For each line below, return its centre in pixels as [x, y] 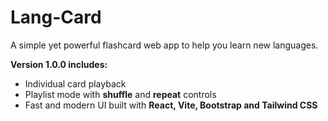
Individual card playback [75, 83]
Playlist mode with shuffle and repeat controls [120, 94]
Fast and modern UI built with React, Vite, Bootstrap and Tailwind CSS [171, 105]
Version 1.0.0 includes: [59, 64]
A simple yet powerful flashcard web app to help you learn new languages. [164, 45]
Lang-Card [56, 17]
